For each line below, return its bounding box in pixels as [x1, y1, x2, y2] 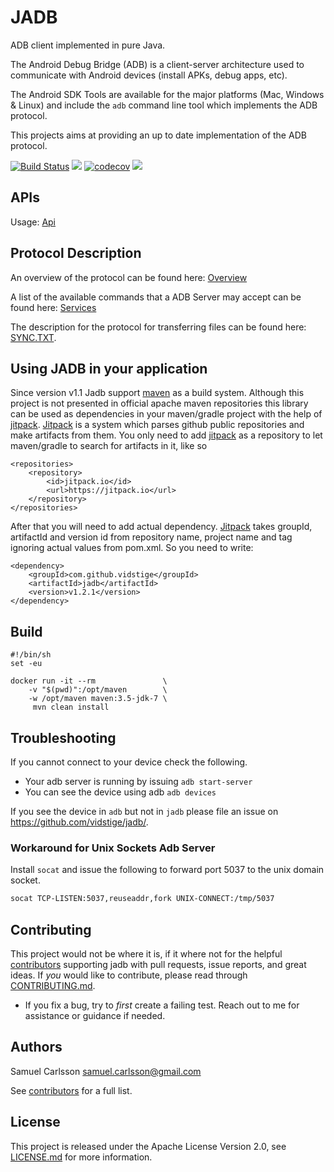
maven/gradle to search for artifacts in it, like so [10, 440, 208, 452]
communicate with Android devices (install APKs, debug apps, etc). [10, 69, 288, 81]
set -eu [10, 659, 43, 669]
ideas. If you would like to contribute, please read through [10, 969, 248, 981]
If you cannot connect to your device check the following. [10, 756, 248, 768]
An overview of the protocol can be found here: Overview [10, 271, 248, 283]
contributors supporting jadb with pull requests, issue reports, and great [10, 958, 307, 970]
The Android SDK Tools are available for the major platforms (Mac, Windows [10, 88, 325, 100]
